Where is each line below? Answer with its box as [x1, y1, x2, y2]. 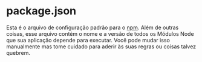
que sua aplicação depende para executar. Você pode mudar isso [6, 36, 171, 44]
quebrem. [6, 49, 31, 56]
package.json [6, 4, 77, 18]
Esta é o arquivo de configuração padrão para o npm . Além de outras [6, 24, 179, 31]
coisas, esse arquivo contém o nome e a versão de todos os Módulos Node [6, 30, 195, 37]
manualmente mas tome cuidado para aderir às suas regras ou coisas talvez [6, 43, 197, 50]
